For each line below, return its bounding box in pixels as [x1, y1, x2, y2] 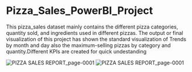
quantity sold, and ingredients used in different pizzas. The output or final [6, 29, 183, 36]
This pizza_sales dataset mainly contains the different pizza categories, [6, 23, 179, 30]
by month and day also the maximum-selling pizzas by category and [6, 42, 171, 49]
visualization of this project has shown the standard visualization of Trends [6, 35, 186, 42]
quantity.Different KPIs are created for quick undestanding [6, 48, 147, 55]
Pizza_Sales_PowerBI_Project [6, 4, 153, 17]
